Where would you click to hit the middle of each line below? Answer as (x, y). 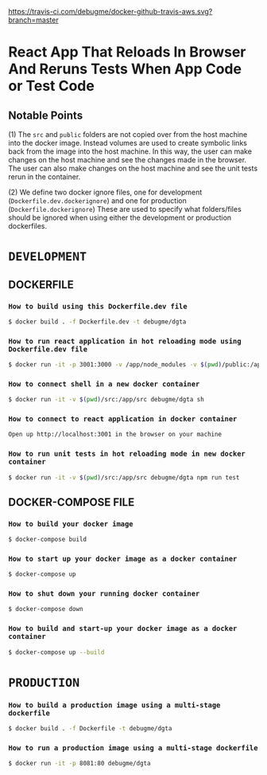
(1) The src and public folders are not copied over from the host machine (128, 134)
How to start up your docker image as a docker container (123, 558)
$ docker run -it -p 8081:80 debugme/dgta (79, 764)
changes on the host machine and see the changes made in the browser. (128, 160)
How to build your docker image (71, 524)
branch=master (33, 20)
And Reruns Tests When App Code (125, 69)
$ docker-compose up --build (56, 652)
